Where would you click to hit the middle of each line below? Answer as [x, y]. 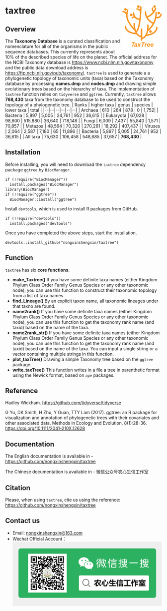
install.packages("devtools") [41, 223]
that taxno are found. [34, 306]
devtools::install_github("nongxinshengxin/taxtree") [62, 242]
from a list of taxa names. [38, 295]
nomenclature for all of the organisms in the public [57, 46]
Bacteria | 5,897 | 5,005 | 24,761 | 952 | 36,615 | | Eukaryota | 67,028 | [76, 115]
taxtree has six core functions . [38, 270]
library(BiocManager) [28, 189]
